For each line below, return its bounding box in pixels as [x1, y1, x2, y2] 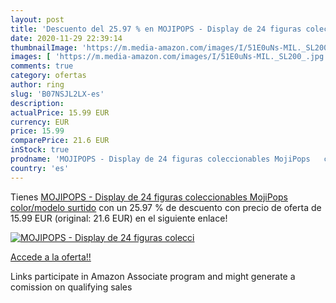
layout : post [10, 14, 65, 25]
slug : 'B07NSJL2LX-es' [10, 89, 105, 99]
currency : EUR [10, 117, 70, 127]
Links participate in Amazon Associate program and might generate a [10, 270, 296, 282]
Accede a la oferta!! [10, 251, 92, 263]
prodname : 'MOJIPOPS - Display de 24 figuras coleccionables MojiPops [10, 154, 311, 164]
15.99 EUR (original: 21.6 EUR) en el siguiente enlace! [10, 212, 228, 224]
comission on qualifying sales [10, 281, 133, 293]
